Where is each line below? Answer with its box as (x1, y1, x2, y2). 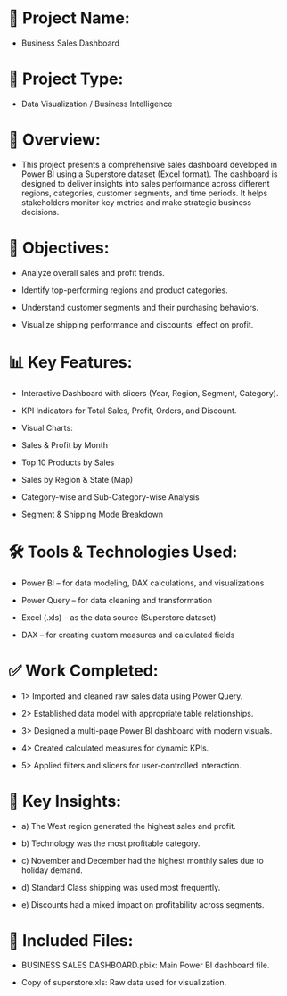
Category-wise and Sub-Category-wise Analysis (20, 491, 200, 502)
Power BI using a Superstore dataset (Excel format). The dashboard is (20, 169, 278, 179)
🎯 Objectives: (8, 238, 110, 258)
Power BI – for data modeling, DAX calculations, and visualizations (20, 577, 265, 588)
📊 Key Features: (8, 352, 133, 372)
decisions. (20, 206, 60, 217)
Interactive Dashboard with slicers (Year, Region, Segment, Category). (20, 387, 279, 398)
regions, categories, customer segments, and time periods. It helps (20, 187, 268, 198)
